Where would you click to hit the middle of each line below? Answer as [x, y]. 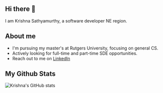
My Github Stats [30, 74]
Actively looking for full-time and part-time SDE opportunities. [75, 53]
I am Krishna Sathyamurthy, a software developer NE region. [66, 21]
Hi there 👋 [20, 9]
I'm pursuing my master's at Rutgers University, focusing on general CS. [85, 48]
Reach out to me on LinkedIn [41, 58]
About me [20, 36]
